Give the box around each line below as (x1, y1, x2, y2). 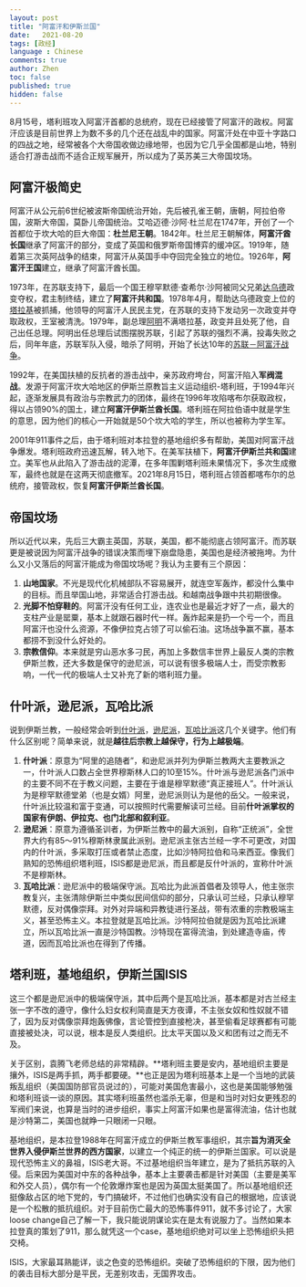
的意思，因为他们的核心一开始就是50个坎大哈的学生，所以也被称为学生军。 (9, 415, 291, 426)
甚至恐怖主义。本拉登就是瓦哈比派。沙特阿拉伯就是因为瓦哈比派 (38, 915, 279, 926)
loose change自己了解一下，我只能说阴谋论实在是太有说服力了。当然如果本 (9, 1214, 291, 1225)
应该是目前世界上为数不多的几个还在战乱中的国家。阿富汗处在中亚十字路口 (16, 127, 297, 138)
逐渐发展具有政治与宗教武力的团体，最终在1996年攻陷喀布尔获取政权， (25, 392, 291, 403)
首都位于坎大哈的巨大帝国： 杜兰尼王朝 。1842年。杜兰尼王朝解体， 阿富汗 (9, 228, 283, 239)
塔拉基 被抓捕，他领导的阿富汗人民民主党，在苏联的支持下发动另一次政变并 (9, 305, 289, 316)
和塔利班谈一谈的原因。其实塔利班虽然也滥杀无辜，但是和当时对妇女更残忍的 (9, 1092, 297, 1103)
